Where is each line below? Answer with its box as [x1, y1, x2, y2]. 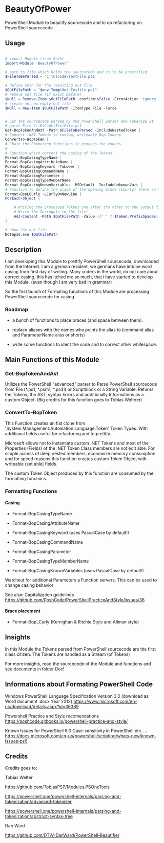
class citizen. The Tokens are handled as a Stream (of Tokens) [5, 651, 130, 657]
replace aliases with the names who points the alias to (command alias [12, 327, 154, 333]
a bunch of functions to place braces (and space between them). [12, 317, 143, 323]
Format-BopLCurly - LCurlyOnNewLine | [5, 192, 82, 197]
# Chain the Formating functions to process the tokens [5, 141, 121, 146]
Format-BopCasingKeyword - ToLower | [5, 164, 80, 169]
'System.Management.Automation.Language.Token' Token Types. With [5, 425, 148, 431]
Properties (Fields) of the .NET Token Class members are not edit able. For [5, 445, 155, 451]
